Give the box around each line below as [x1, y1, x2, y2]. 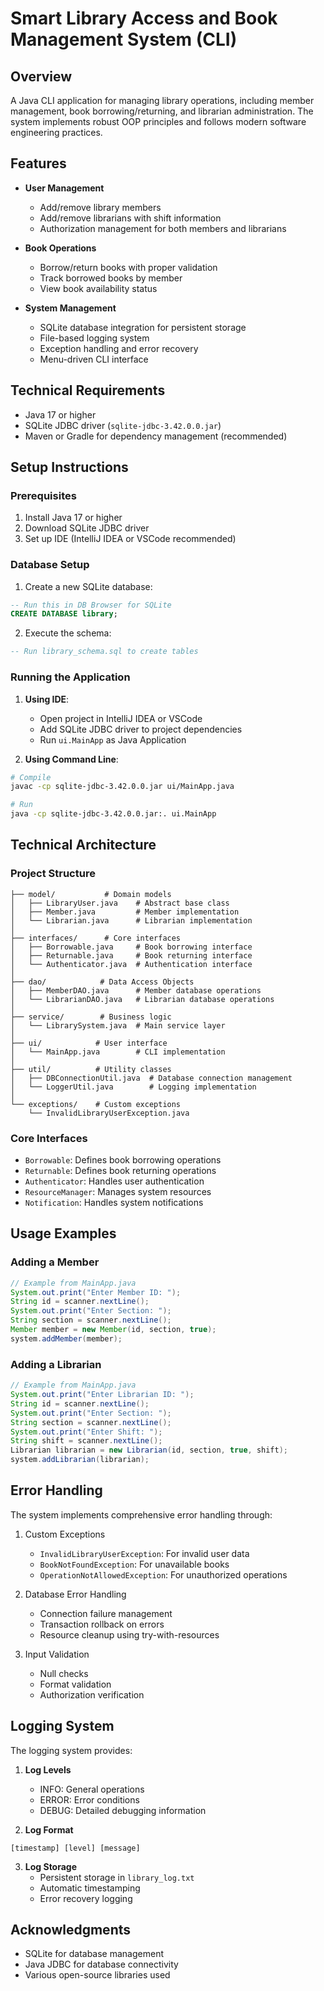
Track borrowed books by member [39, 272, 183, 284]
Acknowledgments [10, 1922, 132, 1939]
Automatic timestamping [39, 1882, 141, 1894]
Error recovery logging [39, 1892, 133, 1904]
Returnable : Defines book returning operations [24, 1165, 217, 1177]
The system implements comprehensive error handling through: [10, 1508, 273, 1521]
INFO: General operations [39, 1783, 145, 1795]
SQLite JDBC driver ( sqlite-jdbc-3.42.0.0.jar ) [24, 419, 222, 431]
